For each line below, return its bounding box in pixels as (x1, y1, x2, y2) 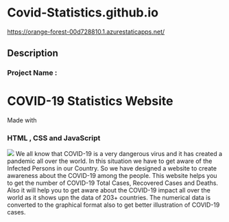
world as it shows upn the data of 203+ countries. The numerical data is (7, 194, 211, 202)
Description (7, 47, 58, 59)
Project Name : (7, 68, 58, 78)
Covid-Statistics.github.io (7, 5, 159, 21)
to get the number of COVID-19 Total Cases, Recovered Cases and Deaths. (7, 179, 218, 187)
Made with (7, 116, 37, 124)
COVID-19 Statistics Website (7, 93, 173, 109)
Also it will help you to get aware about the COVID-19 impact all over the (7, 186, 210, 195)
